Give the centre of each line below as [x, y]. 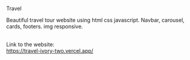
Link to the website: [31, 44]
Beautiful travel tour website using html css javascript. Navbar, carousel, [95, 20]
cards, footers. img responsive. [45, 26]
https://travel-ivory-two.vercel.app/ [50, 51]
